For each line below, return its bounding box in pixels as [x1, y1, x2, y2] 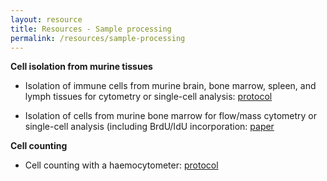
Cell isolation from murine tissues [10, 61, 153, 73]
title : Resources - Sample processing [10, 24, 172, 34]
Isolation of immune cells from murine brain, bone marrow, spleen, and [24, 80, 317, 92]
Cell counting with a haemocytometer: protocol [24, 159, 219, 171]
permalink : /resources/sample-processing [10, 33, 186, 43]
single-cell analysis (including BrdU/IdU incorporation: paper [24, 121, 275, 133]
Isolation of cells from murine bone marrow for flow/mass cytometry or [24, 110, 318, 122]
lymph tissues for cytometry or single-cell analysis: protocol [24, 91, 273, 103]
